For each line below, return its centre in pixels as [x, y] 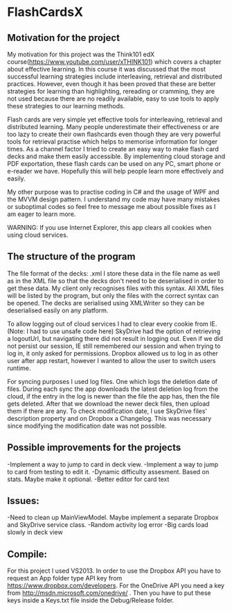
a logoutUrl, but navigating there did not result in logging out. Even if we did [115, 338]
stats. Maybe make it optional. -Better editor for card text [88, 479]
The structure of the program [71, 257]
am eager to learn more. [42, 214]
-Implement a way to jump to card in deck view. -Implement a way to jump [113, 464]
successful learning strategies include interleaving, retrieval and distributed [115, 76]
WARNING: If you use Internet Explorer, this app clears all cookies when [109, 227]
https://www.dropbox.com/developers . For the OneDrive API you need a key [116, 586]
